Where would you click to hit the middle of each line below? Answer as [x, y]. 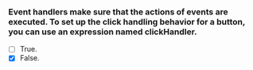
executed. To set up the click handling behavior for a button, [127, 21]
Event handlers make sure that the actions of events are [118, 12]
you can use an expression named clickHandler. [103, 32]
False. [29, 58]
